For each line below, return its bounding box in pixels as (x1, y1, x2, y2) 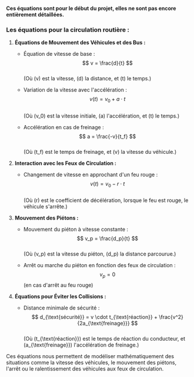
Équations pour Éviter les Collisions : (14, 293, 106, 300)
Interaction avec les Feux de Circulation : (14, 159, 116, 167)
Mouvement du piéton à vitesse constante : (23, 226, 128, 233)
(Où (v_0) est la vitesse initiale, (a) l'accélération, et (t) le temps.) (23, 112, 180, 119)
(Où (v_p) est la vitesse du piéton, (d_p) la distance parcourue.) (23, 250, 176, 258)
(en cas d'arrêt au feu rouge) (23, 282, 93, 289)
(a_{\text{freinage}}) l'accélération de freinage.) (23, 341, 139, 349)
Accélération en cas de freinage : (23, 123, 104, 130)
